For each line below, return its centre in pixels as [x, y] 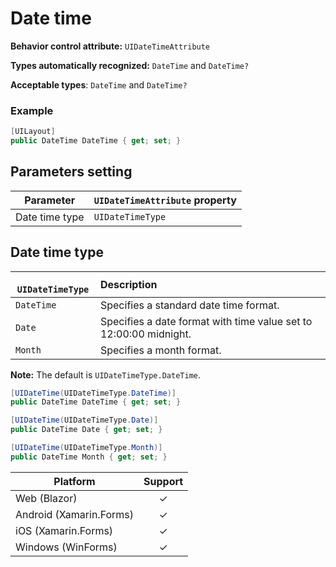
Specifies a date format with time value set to [206, 321]
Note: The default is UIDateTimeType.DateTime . [105, 374]
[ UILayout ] [33, 132]
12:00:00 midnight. [145, 334]
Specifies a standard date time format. [189, 305]
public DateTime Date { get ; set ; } [86, 430]
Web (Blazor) [46, 498]
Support [163, 481]
